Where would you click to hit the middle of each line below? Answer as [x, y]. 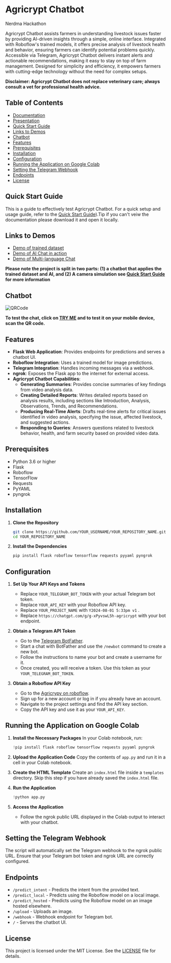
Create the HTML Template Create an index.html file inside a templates [88, 772]
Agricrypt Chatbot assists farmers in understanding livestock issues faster [83, 33]
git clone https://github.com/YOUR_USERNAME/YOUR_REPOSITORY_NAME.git [89, 532]
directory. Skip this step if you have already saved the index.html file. [86, 777]
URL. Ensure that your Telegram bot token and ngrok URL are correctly [80, 856]
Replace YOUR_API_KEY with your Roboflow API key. [73, 605]
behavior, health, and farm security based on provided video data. [90, 433]
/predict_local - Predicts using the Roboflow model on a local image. [86, 895]
